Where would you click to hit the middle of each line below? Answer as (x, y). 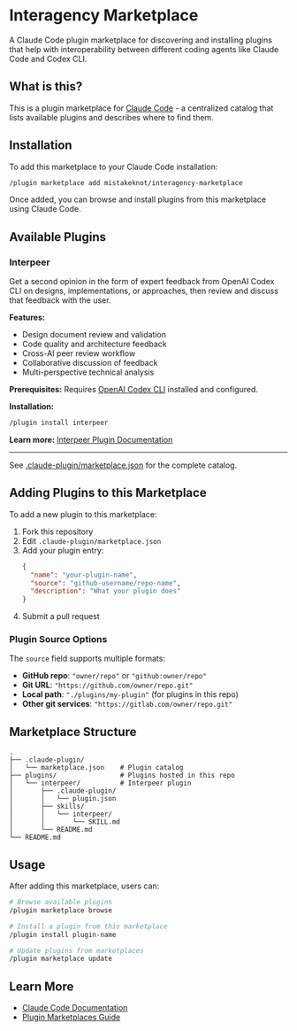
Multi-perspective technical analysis (88, 372)
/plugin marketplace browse (61, 910)
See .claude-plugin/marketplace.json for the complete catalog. (123, 465)
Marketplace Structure (73, 732)
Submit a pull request (61, 616)
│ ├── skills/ (47, 807)
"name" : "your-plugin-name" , (84, 575)
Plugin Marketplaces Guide (71, 1017)
